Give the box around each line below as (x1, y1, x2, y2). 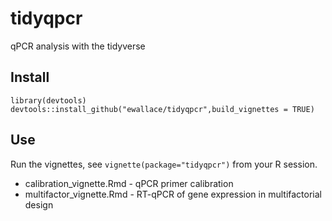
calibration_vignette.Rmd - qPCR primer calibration (24, 177, 234, 189)
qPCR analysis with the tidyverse (10, 40, 146, 52)
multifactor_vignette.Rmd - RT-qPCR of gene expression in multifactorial (24, 188, 322, 200)
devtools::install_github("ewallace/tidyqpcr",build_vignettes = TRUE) (10, 104, 315, 114)
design (24, 198, 54, 211)
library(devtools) (10, 95, 87, 106)
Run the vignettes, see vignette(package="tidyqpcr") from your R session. (10, 158, 318, 170)
